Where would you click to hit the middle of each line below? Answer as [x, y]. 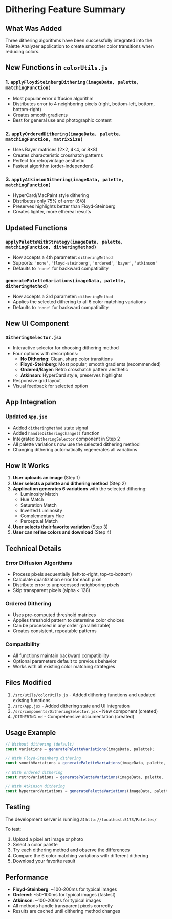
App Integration [31, 402]
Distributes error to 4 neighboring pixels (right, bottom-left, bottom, [84, 104]
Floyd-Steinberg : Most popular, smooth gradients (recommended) [91, 364]
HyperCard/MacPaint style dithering [51, 195]
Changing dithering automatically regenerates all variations [75, 449]
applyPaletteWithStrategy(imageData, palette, [64, 242]
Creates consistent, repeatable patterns [55, 631]
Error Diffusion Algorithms [39, 563]
